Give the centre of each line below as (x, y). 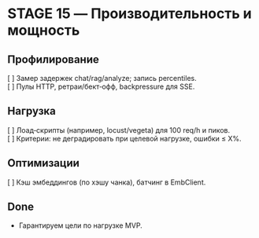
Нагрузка (31, 111)
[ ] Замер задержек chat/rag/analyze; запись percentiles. (102, 78)
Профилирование (53, 59)
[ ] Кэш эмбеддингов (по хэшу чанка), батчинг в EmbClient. (107, 182)
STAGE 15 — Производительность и (130, 14)
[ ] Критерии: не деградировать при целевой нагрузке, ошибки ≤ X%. (124, 138)
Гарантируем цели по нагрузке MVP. (80, 225)
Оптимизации (44, 163)
